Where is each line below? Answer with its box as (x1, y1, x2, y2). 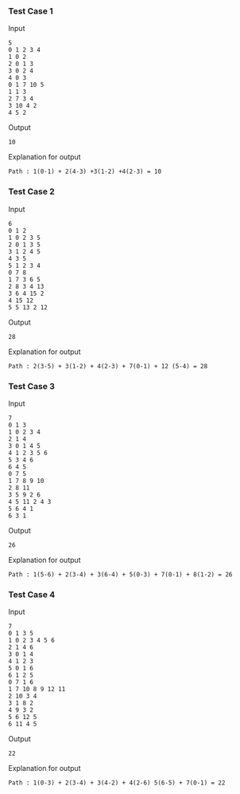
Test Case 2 (8, 186, 56, 197)
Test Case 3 (8, 380, 56, 391)
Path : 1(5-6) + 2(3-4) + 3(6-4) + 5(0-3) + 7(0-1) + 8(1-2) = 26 (8, 570, 233, 579)
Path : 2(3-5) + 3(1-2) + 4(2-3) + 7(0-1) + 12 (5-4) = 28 (8, 362, 208, 370)
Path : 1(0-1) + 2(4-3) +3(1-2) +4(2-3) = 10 (8, 167, 161, 176)
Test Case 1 (8, 6, 53, 17)
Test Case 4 (8, 588, 56, 599)
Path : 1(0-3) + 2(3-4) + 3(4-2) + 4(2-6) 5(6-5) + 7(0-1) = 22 (8, 779, 226, 787)
